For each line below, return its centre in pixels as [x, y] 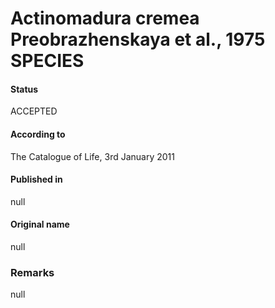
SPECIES [47, 61]
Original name [40, 224]
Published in [36, 179]
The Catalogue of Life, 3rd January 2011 [92, 156]
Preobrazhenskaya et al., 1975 [138, 39]
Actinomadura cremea [105, 18]
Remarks [32, 272]
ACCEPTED [34, 111]
